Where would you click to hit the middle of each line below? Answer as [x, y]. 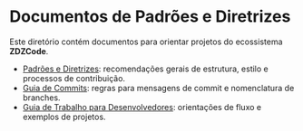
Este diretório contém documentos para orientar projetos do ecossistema [146, 42]
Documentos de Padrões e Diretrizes [150, 17]
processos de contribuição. [73, 78]
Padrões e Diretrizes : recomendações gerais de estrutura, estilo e [146, 69]
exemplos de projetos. [64, 117]
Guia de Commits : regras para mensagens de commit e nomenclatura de [158, 88]
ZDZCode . [29, 51]
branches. [41, 98]
